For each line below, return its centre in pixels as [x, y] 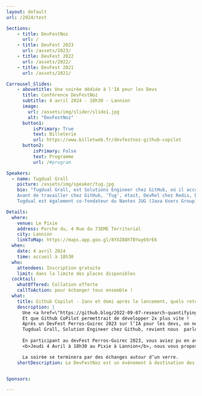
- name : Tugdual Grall [40, 179]
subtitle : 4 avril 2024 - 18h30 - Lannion [76, 101]
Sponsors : [19, 379]
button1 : [33, 123]
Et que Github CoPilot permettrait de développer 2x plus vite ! [106, 318]
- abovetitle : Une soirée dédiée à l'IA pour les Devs [87, 90]
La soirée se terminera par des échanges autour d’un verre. [100, 357]
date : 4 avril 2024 [41, 251]
